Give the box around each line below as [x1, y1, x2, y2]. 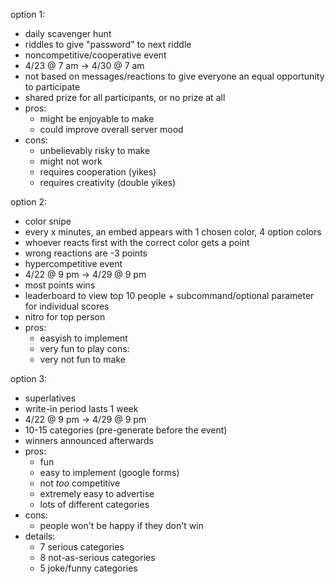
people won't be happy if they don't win [39, 520, 204, 531]
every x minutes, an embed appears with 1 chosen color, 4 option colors [24, 226, 322, 238]
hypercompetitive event [24, 258, 123, 269]
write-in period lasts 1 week [24, 403, 139, 414]
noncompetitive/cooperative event [24, 49, 167, 61]
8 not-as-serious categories [39, 552, 156, 563]
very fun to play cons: [39, 343, 130, 354]
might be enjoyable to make [39, 113, 155, 124]
